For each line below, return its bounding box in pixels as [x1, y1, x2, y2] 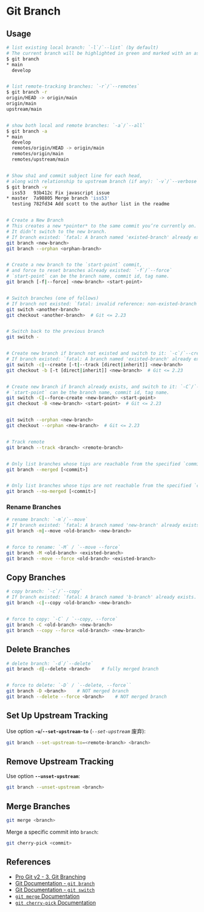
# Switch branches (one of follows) [6, 295, 99, 301]
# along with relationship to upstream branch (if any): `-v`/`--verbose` [6, 178, 200, 184]
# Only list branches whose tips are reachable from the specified [6, 461, 181, 467]
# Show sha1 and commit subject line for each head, [6, 172, 143, 179]
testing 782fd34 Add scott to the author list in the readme [12, 201, 170, 207]
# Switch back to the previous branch [6, 329, 104, 335]
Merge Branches [6, 801, 70, 812]
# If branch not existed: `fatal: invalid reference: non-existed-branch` [6, 301, 200, 307]
